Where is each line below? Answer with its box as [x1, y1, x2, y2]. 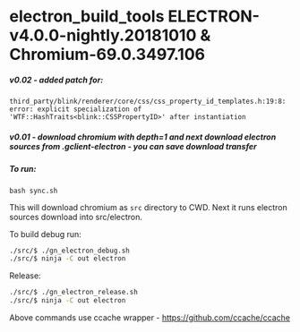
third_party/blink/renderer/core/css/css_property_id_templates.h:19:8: [9, 97, 287, 106]
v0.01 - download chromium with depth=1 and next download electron [9, 132, 277, 142]
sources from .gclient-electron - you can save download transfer [9, 140, 257, 151]
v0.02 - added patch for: [9, 74, 104, 85]
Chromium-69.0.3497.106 [9, 45, 206, 64]
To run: [9, 164, 37, 175]
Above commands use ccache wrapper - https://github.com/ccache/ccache [9, 312, 291, 323]
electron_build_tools [9, 6, 165, 27]
